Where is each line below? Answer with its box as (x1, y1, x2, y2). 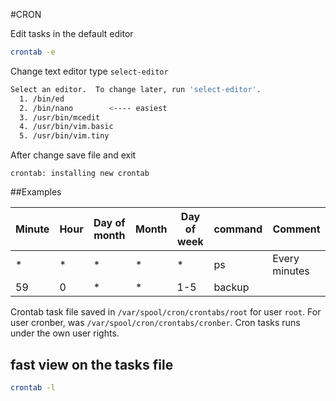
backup (213, 280, 250, 294)
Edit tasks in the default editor (10, 28, 134, 39)
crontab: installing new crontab (10, 169, 150, 179)
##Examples (10, 186, 62, 198)
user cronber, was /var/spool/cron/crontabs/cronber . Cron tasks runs (10, 317, 301, 329)
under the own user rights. (10, 327, 120, 339)
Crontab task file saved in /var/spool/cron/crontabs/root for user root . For (10, 306, 322, 318)
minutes (272, 264, 310, 278)
